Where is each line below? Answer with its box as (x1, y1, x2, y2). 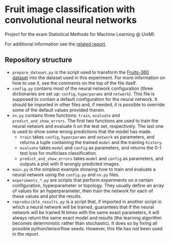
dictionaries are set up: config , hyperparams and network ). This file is (12, 90, 155, 97)
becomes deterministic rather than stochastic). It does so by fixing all (12, 220, 157, 226)
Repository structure (5, 56, 72, 64)
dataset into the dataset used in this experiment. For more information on (12, 75, 165, 81)
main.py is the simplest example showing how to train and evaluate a (12, 166, 156, 172)
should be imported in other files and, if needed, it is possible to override (12, 101, 165, 108)
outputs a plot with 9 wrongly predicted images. (19, 161, 120, 167)
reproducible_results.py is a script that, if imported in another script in (12, 198, 162, 204)
